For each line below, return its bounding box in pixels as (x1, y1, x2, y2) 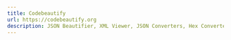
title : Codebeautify (7, 9, 67, 17)
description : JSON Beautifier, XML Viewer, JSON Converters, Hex (7, 22, 198, 29)
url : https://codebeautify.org (7, 16, 97, 23)
